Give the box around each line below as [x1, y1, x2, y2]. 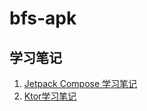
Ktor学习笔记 [23, 90, 77, 102]
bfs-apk [9, 7, 77, 30]
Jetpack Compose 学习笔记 [23, 78, 138, 89]
